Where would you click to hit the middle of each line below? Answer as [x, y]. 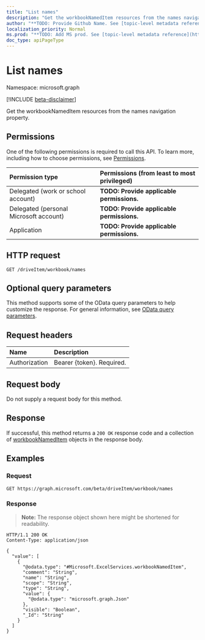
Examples [25, 459]
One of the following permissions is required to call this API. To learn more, [100, 151]
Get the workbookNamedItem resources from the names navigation [91, 111]
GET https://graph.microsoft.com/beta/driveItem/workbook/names [90, 489]
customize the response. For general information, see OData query [90, 310]
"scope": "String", [47, 583]
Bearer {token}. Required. [90, 363]
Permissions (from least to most [148, 173]
